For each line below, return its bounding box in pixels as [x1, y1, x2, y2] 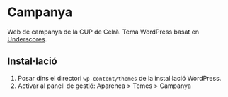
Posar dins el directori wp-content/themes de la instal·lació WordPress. [17, 74, 222, 82]
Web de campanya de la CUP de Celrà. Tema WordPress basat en [7, 27, 200, 36]
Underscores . [7, 34, 47, 43]
